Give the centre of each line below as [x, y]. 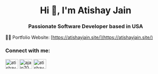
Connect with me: [28, 51]
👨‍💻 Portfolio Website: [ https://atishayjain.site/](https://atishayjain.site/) [79, 37]
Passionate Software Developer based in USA [86, 27]
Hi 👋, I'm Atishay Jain [86, 10]
